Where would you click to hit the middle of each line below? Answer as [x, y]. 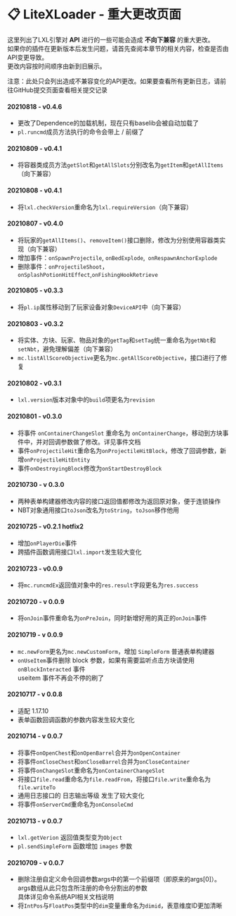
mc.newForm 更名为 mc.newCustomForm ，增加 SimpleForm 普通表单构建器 [116, 651]
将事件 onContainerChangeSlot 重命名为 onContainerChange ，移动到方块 [120, 433]
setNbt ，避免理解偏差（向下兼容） [67, 349]
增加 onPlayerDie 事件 [47, 543]
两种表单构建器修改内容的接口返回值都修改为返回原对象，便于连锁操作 [119, 501]
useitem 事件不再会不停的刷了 [60, 678]
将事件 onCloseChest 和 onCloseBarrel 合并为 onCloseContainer [104, 761]
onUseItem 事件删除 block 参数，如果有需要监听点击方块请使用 [106, 660]
